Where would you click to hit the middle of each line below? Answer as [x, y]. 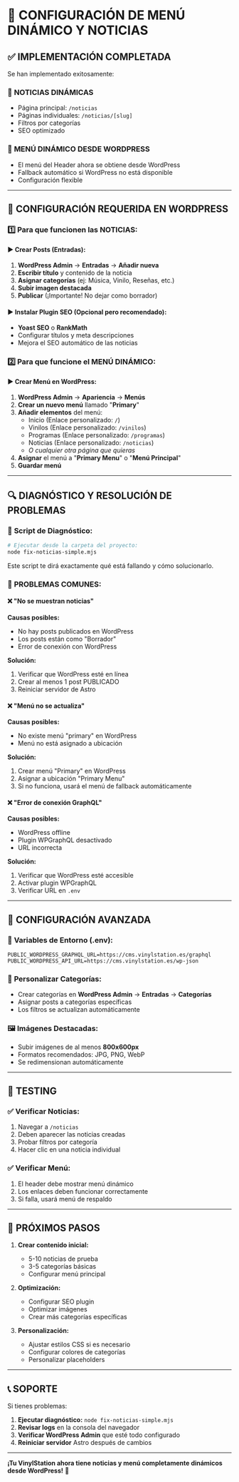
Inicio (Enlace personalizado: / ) [74, 420]
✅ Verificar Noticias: [43, 1111]
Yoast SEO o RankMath [52, 328]
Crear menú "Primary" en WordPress [71, 771]
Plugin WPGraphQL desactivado [65, 840]
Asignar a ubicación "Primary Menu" [71, 778]
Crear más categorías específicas [78, 1317]
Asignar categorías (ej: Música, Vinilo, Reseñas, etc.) [96, 280]
